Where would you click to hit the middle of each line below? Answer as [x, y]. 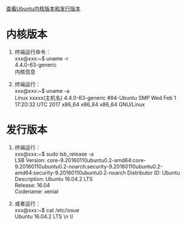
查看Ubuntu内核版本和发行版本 [43, 9]
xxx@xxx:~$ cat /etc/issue [47, 210]
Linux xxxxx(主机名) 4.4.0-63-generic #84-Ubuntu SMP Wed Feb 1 [95, 98]
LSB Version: [30, 160]
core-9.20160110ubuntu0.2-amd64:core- [97, 160]
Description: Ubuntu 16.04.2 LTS [53, 179]
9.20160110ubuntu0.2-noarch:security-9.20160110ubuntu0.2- [89, 166]
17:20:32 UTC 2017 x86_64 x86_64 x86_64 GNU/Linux [80, 104]
